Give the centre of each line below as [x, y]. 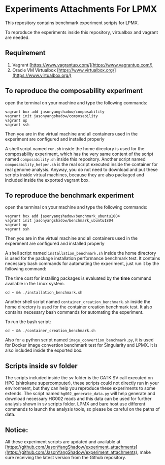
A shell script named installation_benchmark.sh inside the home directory [81, 253]
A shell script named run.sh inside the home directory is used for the [75, 148]
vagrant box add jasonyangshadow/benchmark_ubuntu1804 [63, 216]
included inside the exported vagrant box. [48, 180]
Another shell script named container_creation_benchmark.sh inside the [78, 302]
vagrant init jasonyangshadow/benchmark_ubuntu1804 [59, 221]
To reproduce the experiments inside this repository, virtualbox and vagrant [82, 32]
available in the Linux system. [35, 284]
